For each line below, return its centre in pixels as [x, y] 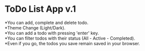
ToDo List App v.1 [40, 9]
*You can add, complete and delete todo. [47, 23]
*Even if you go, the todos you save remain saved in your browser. [72, 43]
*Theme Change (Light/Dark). [35, 27]
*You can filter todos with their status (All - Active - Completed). [70, 38]
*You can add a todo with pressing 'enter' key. [52, 33]
